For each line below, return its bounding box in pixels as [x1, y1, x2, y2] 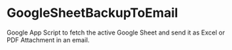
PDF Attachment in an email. [6, 35, 90, 44]
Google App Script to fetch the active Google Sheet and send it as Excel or [6, 28, 226, 37]
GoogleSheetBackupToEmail [6, 5, 179, 21]
